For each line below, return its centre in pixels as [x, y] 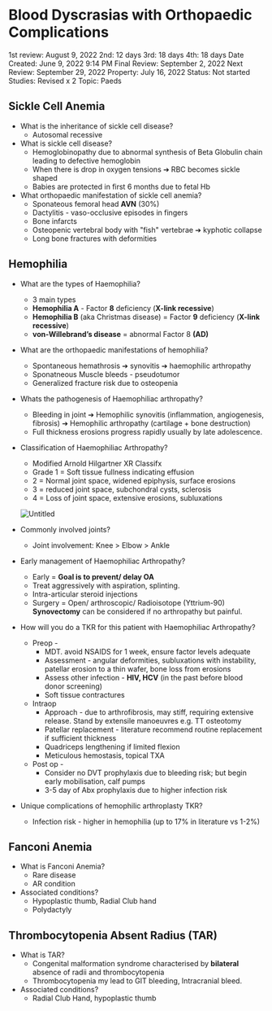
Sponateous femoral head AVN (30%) [96, 204]
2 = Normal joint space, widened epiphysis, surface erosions [134, 480]
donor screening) [73, 686]
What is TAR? [42, 955]
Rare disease [54, 875]
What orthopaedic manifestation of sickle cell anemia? [111, 195]
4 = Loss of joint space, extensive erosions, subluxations [127, 497]
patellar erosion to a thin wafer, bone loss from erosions [138, 668]
